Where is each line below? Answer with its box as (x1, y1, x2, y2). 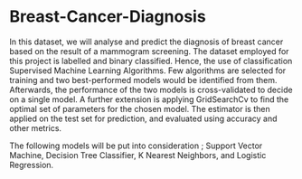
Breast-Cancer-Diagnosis (9, 6, 206, 27)
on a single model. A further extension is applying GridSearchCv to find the (9, 93, 289, 105)
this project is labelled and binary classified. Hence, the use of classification (9, 55, 293, 66)
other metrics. (9, 122, 61, 133)
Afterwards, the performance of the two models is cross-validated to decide (9, 84, 293, 95)
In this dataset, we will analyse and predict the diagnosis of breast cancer (9, 36, 284, 47)
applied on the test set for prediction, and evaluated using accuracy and (9, 113, 278, 124)
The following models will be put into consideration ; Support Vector (9, 140, 263, 151)
